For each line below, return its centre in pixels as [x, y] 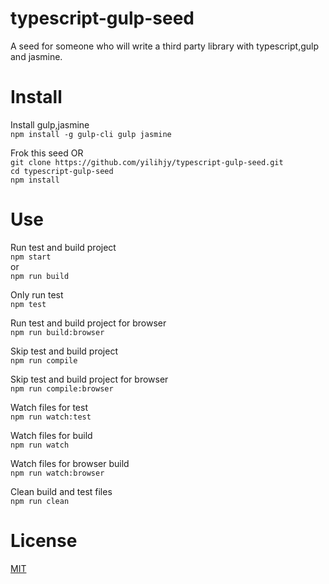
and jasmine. [36, 56]
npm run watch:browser [57, 473]
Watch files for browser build [70, 463]
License [44, 541]
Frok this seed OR [47, 153]
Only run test [37, 294]
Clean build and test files [61, 491]
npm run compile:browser [62, 388]
